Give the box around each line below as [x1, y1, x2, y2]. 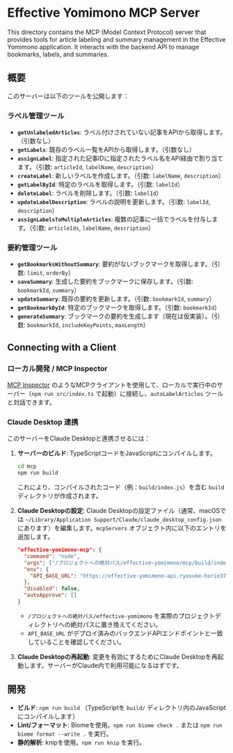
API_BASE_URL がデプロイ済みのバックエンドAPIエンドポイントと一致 [27, 628, 223, 637]
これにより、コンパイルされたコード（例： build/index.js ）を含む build [17, 483, 225, 491]
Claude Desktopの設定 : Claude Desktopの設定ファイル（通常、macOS [17, 507, 220, 515]
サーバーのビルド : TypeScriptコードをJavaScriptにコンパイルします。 [17, 449, 217, 457]
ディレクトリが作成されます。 [17, 492, 102, 500]
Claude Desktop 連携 [7, 417, 79, 427]
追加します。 [17, 532, 54, 541]
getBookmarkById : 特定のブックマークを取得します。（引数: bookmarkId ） [17, 303, 221, 312]
